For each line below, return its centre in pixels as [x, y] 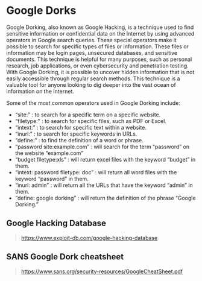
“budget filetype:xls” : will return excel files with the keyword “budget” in [105, 159]
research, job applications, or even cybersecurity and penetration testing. [97, 65]
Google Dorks [41, 11]
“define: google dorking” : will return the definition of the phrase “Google [105, 198]
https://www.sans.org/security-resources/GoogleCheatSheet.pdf [102, 271]
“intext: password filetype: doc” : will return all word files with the [96, 172]
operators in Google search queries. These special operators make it [91, 40]
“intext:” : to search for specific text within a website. [80, 127]
